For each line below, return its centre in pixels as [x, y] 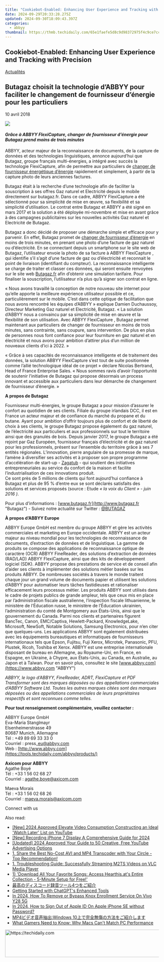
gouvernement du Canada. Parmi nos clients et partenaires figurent [73, 616]
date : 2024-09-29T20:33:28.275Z [38, 14]
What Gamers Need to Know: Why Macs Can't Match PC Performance [83, 923]
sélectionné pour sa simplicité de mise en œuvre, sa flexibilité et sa [72, 202]
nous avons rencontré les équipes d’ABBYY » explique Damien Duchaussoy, [81, 304]
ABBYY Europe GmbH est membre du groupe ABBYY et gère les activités [79, 528]
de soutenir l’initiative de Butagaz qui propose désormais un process [74, 376]
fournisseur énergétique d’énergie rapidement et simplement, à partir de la [80, 171]
